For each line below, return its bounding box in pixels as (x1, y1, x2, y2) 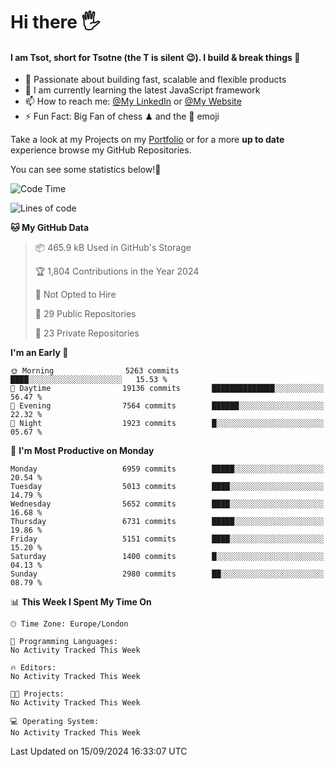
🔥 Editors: (10, 663, 57, 673)
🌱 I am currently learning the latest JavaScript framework (24, 84, 261, 96)
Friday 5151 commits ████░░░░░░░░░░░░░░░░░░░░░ (10, 534, 325, 544)
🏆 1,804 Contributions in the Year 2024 (34, 265, 200, 278)
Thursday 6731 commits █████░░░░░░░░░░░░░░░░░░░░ (10, 517, 325, 527)
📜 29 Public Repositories (34, 308, 137, 320)
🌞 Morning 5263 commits (10, 366, 180, 376)
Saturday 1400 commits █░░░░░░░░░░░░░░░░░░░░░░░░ (10, 552, 325, 562)
